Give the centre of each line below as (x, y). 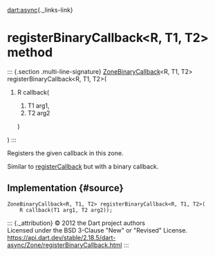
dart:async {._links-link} (40, 10)
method (30, 53)
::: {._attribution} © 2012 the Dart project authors (76, 223)
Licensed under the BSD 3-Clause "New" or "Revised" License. (97, 230)
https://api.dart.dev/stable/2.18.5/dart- (62, 237)
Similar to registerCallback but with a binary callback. (83, 166)
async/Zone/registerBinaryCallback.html (65, 245)
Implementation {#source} (66, 188)
